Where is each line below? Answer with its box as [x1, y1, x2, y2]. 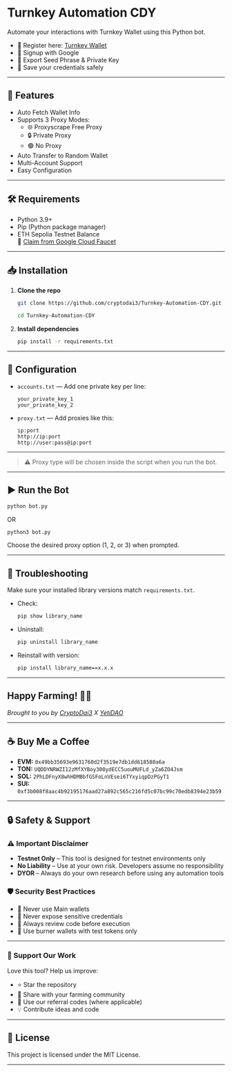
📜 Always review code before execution [17, 920, 130, 928]
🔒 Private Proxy [27, 131, 71, 139]
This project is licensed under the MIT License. [7, 1050, 141, 1059]
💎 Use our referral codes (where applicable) [17, 997, 143, 1006]
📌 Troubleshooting [7, 567, 88, 579]
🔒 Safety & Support [7, 814, 91, 826]
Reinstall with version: [17, 651, 80, 659]
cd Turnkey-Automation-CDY [17, 313, 95, 320]
